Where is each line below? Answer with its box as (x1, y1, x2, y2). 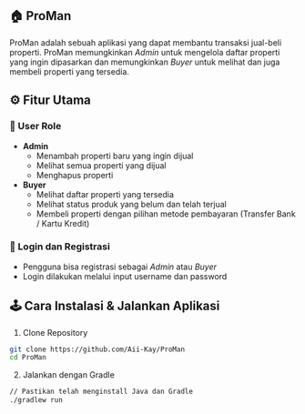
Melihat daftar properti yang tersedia (36, 188, 175, 199)
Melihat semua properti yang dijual (36, 159, 167, 171)
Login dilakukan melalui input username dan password (22, 270, 228, 281)
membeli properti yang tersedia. (9, 66, 130, 76)
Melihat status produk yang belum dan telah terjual (36, 198, 228, 209)
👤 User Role (9, 120, 62, 133)
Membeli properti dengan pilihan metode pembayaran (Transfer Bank (36, 208, 296, 219)
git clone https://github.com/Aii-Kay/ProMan (9, 345, 185, 354)
